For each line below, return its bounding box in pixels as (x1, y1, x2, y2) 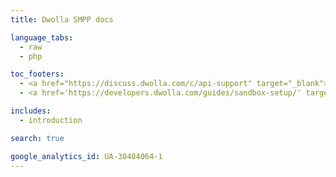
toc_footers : (10, 69, 65, 80)
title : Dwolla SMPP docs (10, 14, 114, 25)
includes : (10, 106, 52, 116)
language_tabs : (10, 32, 74, 43)
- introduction (19, 115, 83, 125)
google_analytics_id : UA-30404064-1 (10, 151, 163, 161)
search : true (10, 133, 65, 143)
